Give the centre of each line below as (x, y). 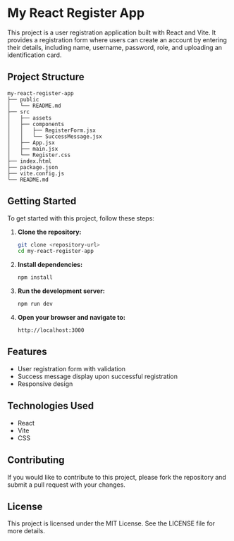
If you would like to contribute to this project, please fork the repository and (117, 477)
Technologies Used (50, 406)
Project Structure (46, 77)
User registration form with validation (71, 368)
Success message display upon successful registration (98, 376)
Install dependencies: (50, 265)
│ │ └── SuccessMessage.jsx (55, 136)
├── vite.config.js (36, 173)
